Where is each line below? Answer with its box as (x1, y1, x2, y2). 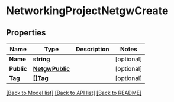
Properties (6, 28, 46, 38)
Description (76, 45, 109, 53)
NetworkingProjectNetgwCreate (6, 4, 169, 18)
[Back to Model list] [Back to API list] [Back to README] (6, 90, 142, 96)
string (33, 55, 50, 63)
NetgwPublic (33, 65, 70, 73)
